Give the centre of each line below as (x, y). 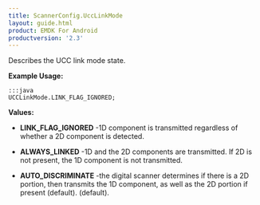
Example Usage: (36, 76)
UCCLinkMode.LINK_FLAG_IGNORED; (62, 98)
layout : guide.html (41, 23)
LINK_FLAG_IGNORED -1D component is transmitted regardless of (129, 128)
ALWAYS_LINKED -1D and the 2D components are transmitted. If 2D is (136, 152)
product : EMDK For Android (53, 30)
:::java (21, 91)
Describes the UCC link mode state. (67, 61)
